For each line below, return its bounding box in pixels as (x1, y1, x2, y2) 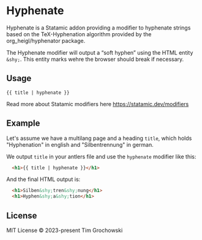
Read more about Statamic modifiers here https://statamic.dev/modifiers (6, 100, 189, 107)
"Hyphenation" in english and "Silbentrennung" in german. (6, 141, 154, 148)
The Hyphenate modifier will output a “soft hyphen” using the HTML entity (6, 48, 193, 56)
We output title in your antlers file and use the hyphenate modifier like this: (6, 153, 196, 160)
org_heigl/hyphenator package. (6, 37, 86, 44)
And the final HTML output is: (6, 176, 81, 183)
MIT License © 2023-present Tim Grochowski (6, 226, 123, 234)
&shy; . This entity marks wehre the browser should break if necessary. (6, 55, 184, 63)
